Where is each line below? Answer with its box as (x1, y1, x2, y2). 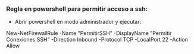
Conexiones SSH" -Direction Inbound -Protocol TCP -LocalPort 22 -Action (6, 36, 189, 43)
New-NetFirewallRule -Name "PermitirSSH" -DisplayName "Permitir (6, 30, 172, 37)
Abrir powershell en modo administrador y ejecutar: (14, 18, 142, 26)
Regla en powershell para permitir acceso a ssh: (6, 5, 148, 13)
